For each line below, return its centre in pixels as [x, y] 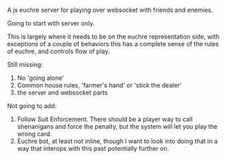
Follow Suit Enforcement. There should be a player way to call [105, 119]
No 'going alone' [40, 78]
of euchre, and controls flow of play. [59, 51]
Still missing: [25, 64]
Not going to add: [32, 106]
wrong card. [34, 134]
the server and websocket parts [62, 93]
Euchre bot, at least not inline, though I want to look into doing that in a [117, 141]
